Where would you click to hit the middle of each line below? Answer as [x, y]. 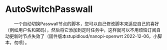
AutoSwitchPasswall [49, 9]
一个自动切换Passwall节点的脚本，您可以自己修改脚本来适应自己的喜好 [86, 23]
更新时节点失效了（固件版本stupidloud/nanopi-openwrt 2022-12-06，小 [83, 36]
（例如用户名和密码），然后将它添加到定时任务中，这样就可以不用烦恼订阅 [81, 30]
